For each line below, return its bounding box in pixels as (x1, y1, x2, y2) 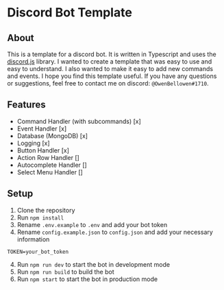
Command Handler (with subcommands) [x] (16, 117, 142, 125)
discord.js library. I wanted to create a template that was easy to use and (7, 57, 212, 66)
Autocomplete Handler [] (16, 161, 87, 169)
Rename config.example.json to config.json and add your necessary (16, 228, 214, 236)
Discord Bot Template (7, 5, 132, 21)
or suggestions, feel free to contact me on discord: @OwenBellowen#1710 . (7, 79, 209, 87)
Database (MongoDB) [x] (16, 131, 88, 140)
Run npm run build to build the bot (16, 267, 114, 276)
